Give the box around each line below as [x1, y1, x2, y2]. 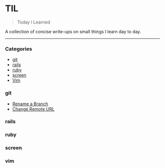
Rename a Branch [12, 101, 48, 107]
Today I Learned [17, 19, 51, 25]
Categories [5, 45, 32, 52]
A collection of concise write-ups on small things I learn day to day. [5, 28, 141, 34]
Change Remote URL [12, 106, 55, 112]
